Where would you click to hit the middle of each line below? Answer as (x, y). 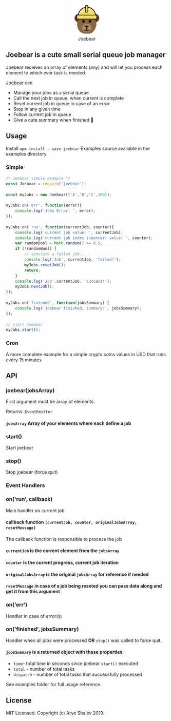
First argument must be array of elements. (50, 402)
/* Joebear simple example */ (38, 178)
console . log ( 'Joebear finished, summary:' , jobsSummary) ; (78, 308)
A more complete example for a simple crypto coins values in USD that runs (86, 354)
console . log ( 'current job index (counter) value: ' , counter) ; (84, 238)
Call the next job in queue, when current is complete (69, 98)
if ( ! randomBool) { (36, 249)
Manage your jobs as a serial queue (51, 92)
